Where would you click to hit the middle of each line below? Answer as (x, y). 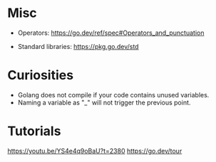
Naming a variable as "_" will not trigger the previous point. (104, 102)
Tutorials (34, 131)
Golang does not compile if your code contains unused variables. (113, 94)
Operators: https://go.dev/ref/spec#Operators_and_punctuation (111, 33)
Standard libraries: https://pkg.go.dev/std (78, 46)
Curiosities (40, 75)
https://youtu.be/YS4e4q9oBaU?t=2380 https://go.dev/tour (95, 151)
